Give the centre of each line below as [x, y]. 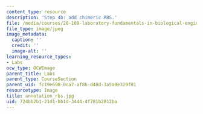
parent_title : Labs [31, 74]
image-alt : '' [29, 51]
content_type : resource [36, 12]
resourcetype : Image [32, 90]
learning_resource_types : [39, 57]
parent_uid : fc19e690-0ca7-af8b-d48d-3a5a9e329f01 [71, 85]
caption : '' [27, 40]
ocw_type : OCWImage [31, 68]
